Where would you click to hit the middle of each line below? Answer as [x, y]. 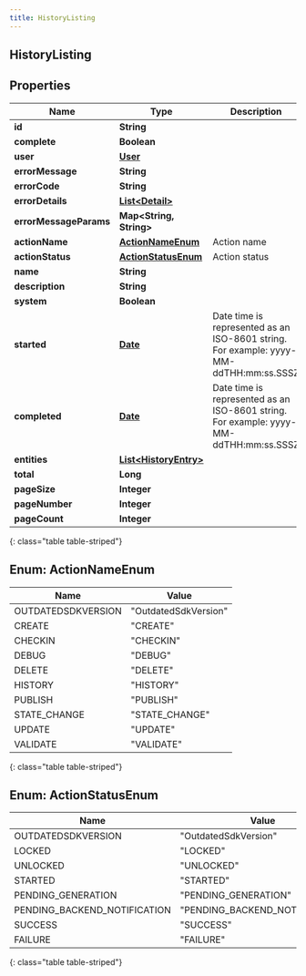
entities [31, 459]
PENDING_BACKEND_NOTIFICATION [92, 910]
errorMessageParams [62, 221]
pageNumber [43, 504]
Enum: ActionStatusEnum [84, 795]
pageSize [35, 488]
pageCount [39, 519]
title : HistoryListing [52, 18]
